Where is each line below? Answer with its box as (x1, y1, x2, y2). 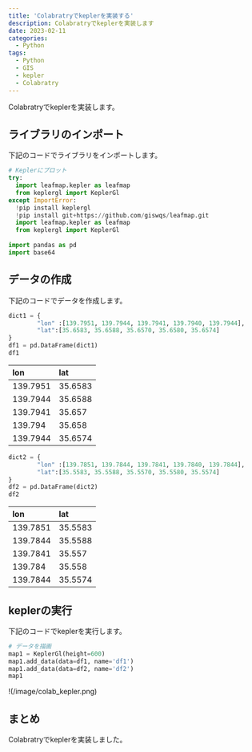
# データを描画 (8, 642, 52, 650)
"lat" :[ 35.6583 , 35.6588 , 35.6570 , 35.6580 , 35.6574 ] (37, 327, 220, 335)
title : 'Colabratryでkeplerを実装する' (8, 11, 134, 20)
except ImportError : (8, 196, 78, 205)
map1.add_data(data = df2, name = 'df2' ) (8, 665, 134, 673)
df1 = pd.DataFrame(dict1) (8, 342, 98, 350)
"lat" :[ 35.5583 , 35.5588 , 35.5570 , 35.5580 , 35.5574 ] (37, 468, 220, 476)
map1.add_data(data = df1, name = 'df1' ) (8, 657, 134, 665)
